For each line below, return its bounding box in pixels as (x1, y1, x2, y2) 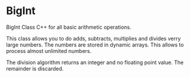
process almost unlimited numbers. (6, 47, 92, 54)
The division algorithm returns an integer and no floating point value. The (6, 59, 184, 66)
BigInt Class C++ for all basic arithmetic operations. (6, 24, 132, 31)
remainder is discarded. (6, 65, 64, 72)
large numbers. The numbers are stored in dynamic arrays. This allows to (6, 41, 184, 48)
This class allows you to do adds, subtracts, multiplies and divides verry (6, 35, 181, 42)
